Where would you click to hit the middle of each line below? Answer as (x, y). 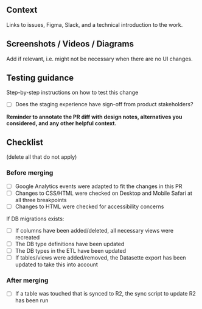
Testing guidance (40, 78)
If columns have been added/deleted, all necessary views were (94, 230)
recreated (27, 237)
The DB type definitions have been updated (70, 244)
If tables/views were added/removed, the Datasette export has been (101, 257)
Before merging (30, 173)
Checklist (25, 142)
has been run (32, 300)
